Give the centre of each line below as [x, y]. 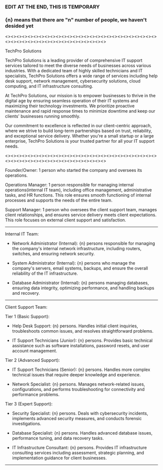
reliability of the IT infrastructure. [45, 273]
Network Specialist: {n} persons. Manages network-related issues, [79, 384]
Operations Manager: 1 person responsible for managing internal [70, 185]
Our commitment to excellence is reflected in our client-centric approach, [78, 126]
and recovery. [26, 293]
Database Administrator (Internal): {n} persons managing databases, [80, 283]
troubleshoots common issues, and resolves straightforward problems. [83, 331]
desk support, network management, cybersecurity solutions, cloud [73, 81]
